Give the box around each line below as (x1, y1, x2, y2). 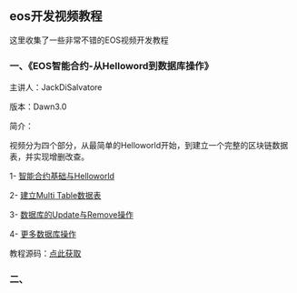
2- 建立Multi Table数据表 (9, 190, 102, 201)
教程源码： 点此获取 (9, 248, 82, 259)
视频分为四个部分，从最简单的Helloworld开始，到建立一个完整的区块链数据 (9, 140, 289, 151)
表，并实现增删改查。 (9, 151, 89, 162)
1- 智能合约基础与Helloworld (9, 171, 115, 182)
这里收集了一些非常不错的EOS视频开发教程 (9, 35, 170, 45)
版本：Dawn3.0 (9, 101, 67, 112)
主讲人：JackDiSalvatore (9, 82, 103, 93)
